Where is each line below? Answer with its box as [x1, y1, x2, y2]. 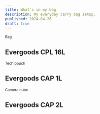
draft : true [5, 21, 30, 26]
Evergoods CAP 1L [5, 75, 63, 83]
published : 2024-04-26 [5, 16, 52, 21]
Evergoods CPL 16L [5, 48, 66, 56]
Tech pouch [5, 61, 26, 66]
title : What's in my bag [5, 7, 56, 12]
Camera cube [5, 87, 28, 92]
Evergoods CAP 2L [5, 101, 64, 109]
